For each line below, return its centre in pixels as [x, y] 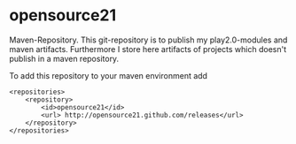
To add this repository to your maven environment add [109, 75]
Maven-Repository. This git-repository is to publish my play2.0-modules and [148, 40]
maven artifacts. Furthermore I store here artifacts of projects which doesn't [148, 49]
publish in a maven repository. [64, 58]
